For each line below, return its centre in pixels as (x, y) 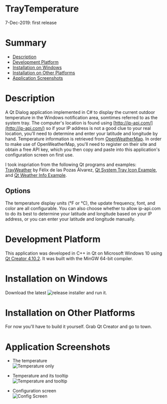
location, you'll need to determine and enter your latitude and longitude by (81, 133)
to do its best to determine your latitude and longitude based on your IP (78, 214)
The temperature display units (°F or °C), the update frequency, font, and (80, 203)
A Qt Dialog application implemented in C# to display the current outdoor (80, 112)
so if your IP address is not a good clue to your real (98, 128)
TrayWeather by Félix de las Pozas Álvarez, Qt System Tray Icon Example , (81, 170)
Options (18, 191)
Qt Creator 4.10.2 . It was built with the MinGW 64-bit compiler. (69, 258)
